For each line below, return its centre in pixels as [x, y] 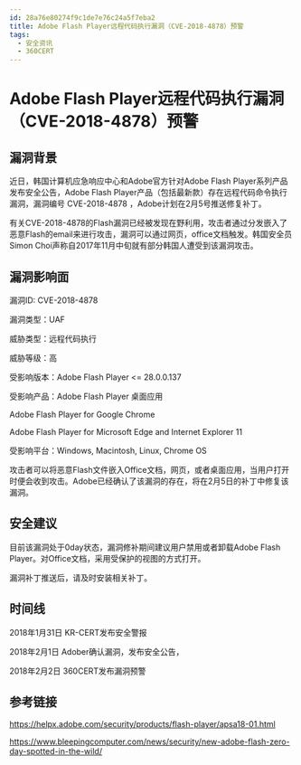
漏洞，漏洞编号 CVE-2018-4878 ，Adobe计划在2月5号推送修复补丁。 [138, 203]
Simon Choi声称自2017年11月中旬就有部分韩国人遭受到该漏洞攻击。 [134, 246]
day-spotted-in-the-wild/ [56, 751]
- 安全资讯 [35, 43]
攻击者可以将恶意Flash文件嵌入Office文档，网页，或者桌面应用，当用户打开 [150, 469]
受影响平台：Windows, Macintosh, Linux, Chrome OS [108, 450]
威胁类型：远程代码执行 [53, 338]
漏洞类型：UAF [38, 319]
